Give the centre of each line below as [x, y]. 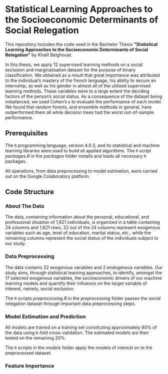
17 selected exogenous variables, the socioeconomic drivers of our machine [83, 278]
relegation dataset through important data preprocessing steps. [70, 304]
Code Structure [29, 192]
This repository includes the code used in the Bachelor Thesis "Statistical [81, 44]
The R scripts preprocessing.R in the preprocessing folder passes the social [83, 298]
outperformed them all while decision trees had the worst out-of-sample [79, 112]
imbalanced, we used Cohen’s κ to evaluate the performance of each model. [84, 101]
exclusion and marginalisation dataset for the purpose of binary [70, 70]
